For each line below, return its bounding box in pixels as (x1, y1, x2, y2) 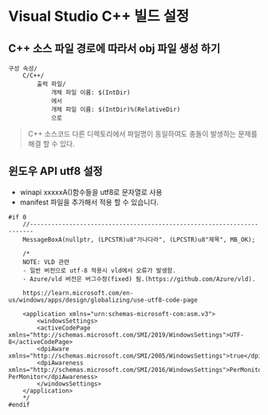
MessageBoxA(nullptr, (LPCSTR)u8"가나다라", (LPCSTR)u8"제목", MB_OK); (22, 235, 256, 243)
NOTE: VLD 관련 (22, 258, 70, 266)
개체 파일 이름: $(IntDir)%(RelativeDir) (50, 105, 181, 113)
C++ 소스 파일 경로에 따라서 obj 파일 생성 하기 (8, 41, 221, 55)
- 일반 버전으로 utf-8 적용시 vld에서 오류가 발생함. (22, 267, 177, 275)
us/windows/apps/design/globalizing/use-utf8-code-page (8, 296, 198, 304)
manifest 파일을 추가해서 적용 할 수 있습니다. (19, 197, 160, 207)
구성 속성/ (8, 65, 38, 73)
